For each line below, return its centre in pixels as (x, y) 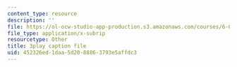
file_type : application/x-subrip (56, 33)
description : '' (31, 20)
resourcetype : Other (38, 40)
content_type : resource (42, 14)
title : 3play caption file (47, 46)
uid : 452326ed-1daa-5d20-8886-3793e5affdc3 (72, 53)
